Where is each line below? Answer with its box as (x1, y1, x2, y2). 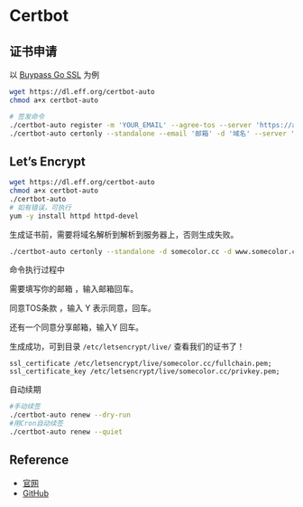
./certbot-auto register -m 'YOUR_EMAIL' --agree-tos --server (9, 120, 252, 129)
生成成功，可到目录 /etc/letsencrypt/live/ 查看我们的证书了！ (9, 341, 245, 352)
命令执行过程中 (9, 264, 65, 276)
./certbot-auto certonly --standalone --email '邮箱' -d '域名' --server (9, 128, 287, 138)
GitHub (22, 487, 50, 498)
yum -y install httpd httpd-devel (9, 211, 140, 221)
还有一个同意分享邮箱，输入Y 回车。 (9, 322, 144, 333)
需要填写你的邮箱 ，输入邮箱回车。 (9, 284, 138, 295)
